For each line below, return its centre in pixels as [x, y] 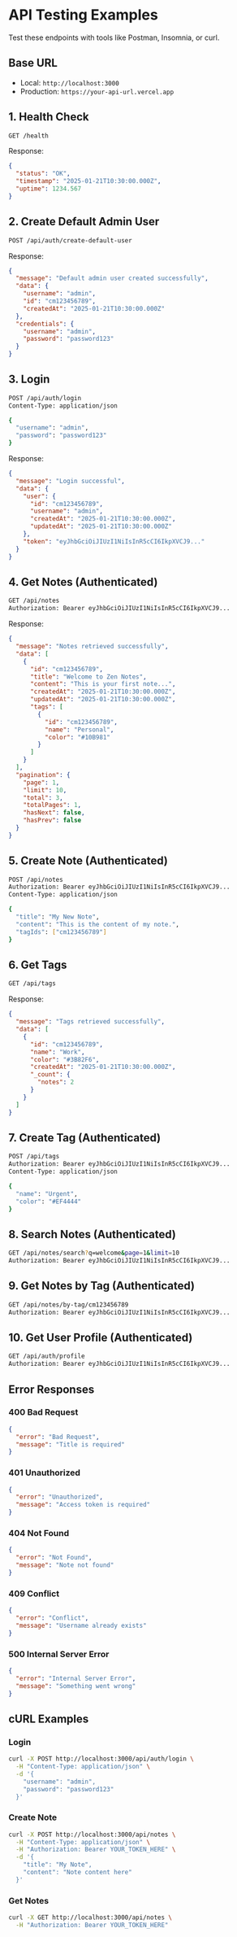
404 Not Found [39, 1533]
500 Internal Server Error [59, 1654]
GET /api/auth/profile [47, 1356]
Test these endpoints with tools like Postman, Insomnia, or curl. [114, 37]
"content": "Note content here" [78, 1873]
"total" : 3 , [43, 798]
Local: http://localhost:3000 [69, 82]
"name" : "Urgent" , [47, 1193]
